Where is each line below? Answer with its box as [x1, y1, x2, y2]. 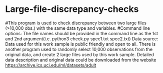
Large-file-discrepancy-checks [5, 3, 139, 15]
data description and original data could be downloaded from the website [5, 57, 156, 63]
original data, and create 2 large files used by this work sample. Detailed [5, 51, 154, 58]
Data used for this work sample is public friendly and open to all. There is [5, 41, 156, 47]
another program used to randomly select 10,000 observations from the [5, 46, 153, 52]
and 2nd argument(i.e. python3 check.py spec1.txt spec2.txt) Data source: [5, 36, 158, 42]
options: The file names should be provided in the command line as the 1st [5, 30, 158, 36]
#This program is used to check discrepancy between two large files [5, 20, 146, 26]
